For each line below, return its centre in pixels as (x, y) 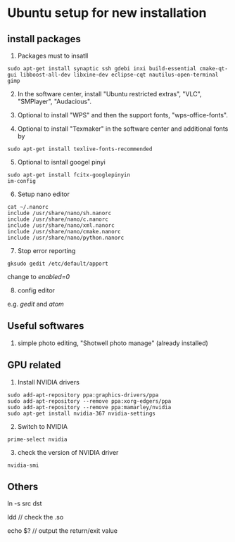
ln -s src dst (25, 503)
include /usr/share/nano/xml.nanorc (61, 226)
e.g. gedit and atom (36, 304)
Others (23, 487)
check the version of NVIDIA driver (68, 452)
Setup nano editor (44, 194)
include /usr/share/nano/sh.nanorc (59, 213)
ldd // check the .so (36, 517)
